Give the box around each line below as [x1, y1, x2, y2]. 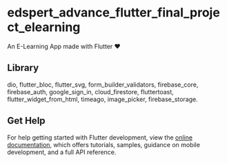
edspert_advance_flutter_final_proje [7, 5, 221, 21]
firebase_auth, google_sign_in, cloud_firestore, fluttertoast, [7, 87, 174, 96]
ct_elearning [7, 19, 81, 35]
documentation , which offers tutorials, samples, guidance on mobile [7, 140, 200, 149]
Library [7, 62, 39, 74]
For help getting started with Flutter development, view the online [7, 133, 193, 142]
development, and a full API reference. [7, 148, 117, 156]
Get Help [7, 115, 46, 127]
